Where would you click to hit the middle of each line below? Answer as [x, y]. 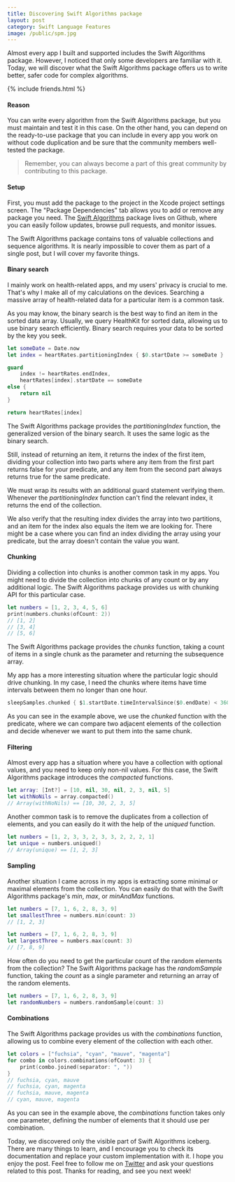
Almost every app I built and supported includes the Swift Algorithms [106, 53]
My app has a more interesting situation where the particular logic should [113, 675]
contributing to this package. [66, 171]
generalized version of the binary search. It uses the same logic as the [108, 433]
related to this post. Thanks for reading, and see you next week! [99, 1171]
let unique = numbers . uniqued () [54, 843]
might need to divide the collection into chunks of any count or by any [108, 579]
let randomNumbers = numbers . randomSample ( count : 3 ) [86, 1002]
